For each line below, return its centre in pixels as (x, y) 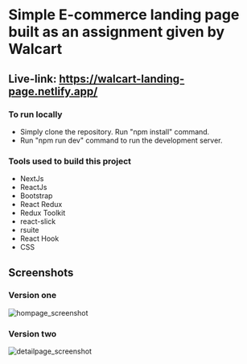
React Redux (41, 205)
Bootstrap (36, 196)
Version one (33, 296)
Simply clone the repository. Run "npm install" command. (115, 131)
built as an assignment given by (117, 32)
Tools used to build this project (70, 161)
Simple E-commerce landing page (124, 15)
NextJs (32, 179)
